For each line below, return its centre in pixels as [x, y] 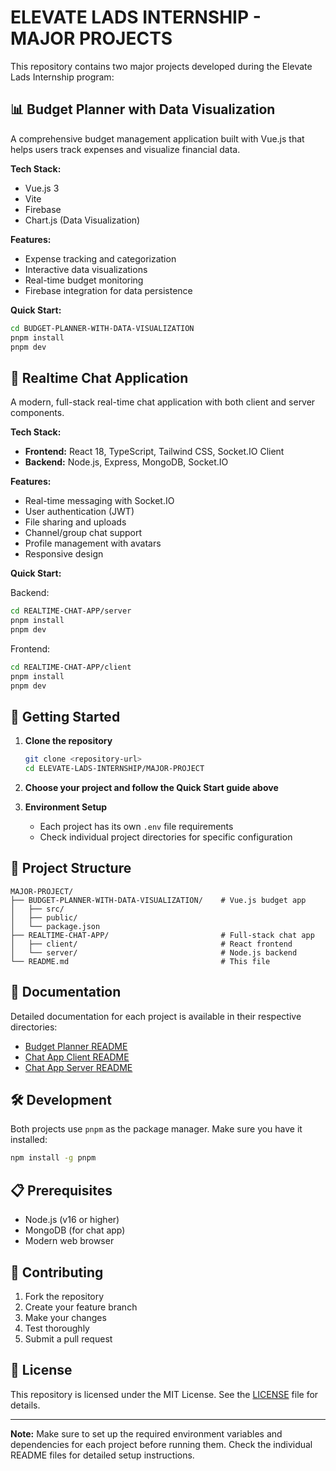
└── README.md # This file [140, 961]
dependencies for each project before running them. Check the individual [161, 1444]
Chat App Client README [77, 1057]
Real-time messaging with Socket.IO [99, 501]
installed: [29, 1140]
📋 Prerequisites [61, 1190]
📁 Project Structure [71, 868]
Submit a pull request [68, 1338]
